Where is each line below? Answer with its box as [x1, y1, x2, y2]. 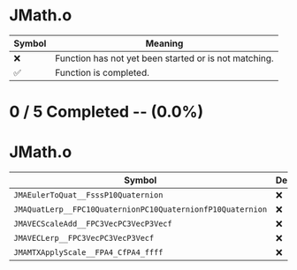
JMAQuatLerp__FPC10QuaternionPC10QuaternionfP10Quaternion [13, 205, 268, 214]
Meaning [145, 37, 184, 49]
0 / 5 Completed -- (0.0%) [9, 102, 204, 122]
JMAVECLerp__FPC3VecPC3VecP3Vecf [13, 233, 155, 244]
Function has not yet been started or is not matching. [54, 52, 274, 64]
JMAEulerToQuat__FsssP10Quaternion [13, 191, 164, 200]
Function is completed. [54, 66, 150, 79]
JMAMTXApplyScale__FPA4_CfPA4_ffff [13, 248, 164, 258]
